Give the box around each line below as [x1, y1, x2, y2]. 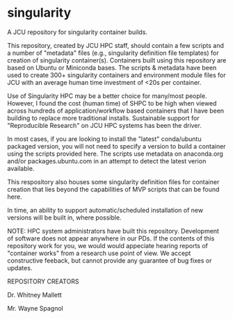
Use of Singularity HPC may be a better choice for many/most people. [7, 92, 207, 100]
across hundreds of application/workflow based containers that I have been [7, 106, 225, 115]
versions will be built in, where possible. [7, 213, 122, 222]
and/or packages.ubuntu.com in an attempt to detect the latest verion [7, 156, 207, 165]
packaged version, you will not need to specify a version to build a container [7, 142, 226, 150]
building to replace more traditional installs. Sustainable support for [7, 113, 200, 122]
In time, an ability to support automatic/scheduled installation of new [7, 206, 204, 214]
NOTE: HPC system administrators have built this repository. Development [7, 227, 219, 235]
